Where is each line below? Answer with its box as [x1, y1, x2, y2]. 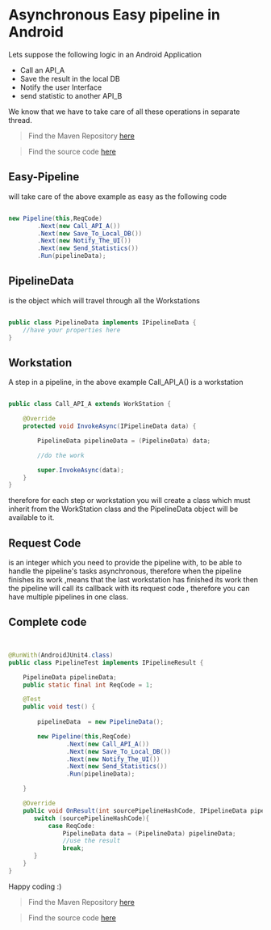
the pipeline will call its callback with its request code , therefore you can [8, 584, 250, 594]
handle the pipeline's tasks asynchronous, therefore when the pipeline [8, 566, 242, 576]
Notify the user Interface [19, 82, 102, 92]
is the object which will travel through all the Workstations [8, 295, 200, 305]
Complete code [8, 615, 87, 629]
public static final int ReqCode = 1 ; [23, 681, 153, 689]
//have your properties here [23, 326, 121, 334]
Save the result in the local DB [19, 74, 120, 83]
